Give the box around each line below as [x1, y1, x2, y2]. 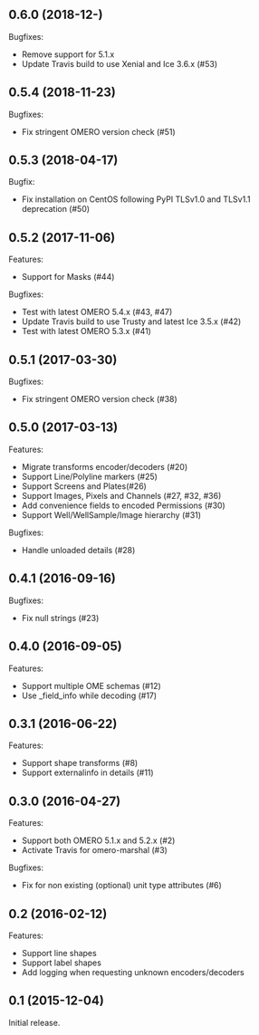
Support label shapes [21, 957, 101, 968]
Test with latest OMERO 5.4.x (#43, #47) [21, 307, 173, 318]
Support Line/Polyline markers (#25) [21, 471, 158, 482]
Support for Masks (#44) [21, 272, 115, 283]
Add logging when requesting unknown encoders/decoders [21, 966, 245, 977]
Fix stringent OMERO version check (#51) [21, 126, 176, 137]
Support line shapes [21, 947, 97, 958]
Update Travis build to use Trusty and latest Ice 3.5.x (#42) [21, 316, 242, 327]
